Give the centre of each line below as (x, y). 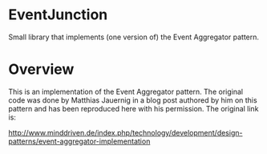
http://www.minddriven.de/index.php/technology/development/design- (125, 132)
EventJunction (58, 15)
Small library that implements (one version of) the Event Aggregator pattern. (133, 37)
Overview (41, 69)
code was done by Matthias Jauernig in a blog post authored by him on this (133, 100)
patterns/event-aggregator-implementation (79, 141)
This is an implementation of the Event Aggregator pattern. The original (125, 91)
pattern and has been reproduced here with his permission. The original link (133, 108)
